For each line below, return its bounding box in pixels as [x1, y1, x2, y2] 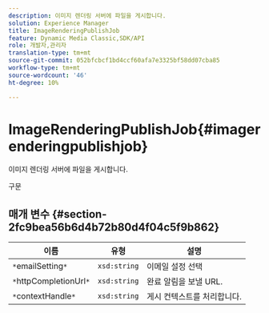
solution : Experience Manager [8, 19, 110, 27]
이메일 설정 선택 [147, 261, 203, 272]
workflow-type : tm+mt [8, 64, 81, 72]
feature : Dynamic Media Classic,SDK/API [8, 34, 146, 42]
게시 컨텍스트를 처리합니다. [147, 291, 242, 303]
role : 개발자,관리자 [8, 42, 66, 50]
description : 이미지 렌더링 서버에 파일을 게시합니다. [8, 11, 167, 20]
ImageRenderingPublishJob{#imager [8, 120, 261, 138]
